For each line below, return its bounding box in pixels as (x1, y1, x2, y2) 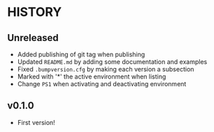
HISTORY (7, 4, 62, 20)
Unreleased (7, 32, 59, 44)
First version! (17, 118, 56, 126)
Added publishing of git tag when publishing (17, 50, 145, 58)
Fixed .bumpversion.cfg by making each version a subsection (17, 65, 194, 73)
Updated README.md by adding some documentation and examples (17, 58, 208, 66)
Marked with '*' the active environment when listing (17, 72, 166, 81)
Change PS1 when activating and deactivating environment (17, 80, 187, 88)
